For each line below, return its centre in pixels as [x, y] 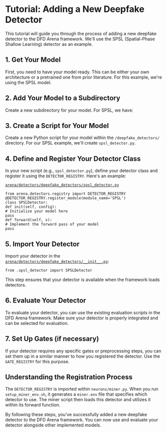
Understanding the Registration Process [69, 377]
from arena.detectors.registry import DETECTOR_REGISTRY [66, 194]
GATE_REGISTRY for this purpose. [37, 361]
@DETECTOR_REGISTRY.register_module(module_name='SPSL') [66, 198]
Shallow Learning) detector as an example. [49, 44]
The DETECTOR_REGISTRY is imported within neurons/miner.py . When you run [82, 389]
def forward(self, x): [29, 220]
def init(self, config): [31, 207]
